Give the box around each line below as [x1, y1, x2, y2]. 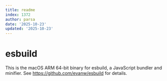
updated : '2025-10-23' [5, 26, 53, 31]
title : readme [5, 7, 36, 13]
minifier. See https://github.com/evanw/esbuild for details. [5, 70, 127, 76]
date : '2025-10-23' [5, 21, 47, 27]
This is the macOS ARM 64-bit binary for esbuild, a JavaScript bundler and [5, 65, 162, 71]
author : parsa [5, 17, 36, 22]
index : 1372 [5, 12, 31, 17]
